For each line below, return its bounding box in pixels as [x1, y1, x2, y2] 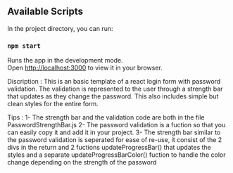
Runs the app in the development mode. [7, 56, 123, 65]
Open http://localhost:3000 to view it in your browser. [7, 63, 163, 72]
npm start [7, 41, 41, 50]
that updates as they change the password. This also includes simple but [7, 92, 219, 101]
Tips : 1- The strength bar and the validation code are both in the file [7, 113, 205, 122]
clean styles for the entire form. [7, 100, 99, 108]
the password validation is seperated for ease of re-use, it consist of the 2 [7, 136, 222, 144]
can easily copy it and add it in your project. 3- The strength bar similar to [7, 128, 221, 136]
